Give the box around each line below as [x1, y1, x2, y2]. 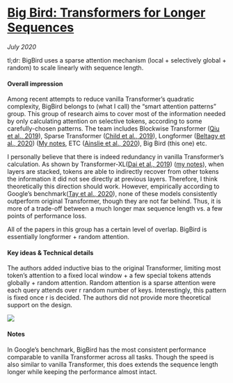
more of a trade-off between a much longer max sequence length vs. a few [7, 204, 223, 213]
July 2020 [7, 42, 37, 51]
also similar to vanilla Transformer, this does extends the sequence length [7, 360, 218, 368]
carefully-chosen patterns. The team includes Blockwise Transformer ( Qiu [7, 124, 220, 133]
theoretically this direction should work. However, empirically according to [7, 182, 220, 190]
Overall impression [7, 79, 63, 88]
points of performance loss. [7, 212, 87, 220]
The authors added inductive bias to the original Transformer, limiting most [7, 264, 221, 272]
